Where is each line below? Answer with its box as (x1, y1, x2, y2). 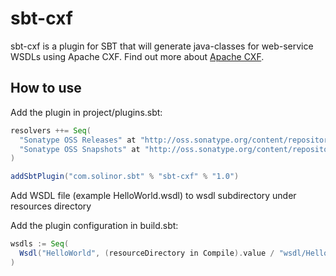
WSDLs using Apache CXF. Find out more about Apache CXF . (10, 50, 265, 62)
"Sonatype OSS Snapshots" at (19, 144, 141, 154)
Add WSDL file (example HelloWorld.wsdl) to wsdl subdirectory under (10, 190, 297, 202)
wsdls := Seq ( (10, 239, 70, 249)
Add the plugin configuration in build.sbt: (10, 220, 179, 232)
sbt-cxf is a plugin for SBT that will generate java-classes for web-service (10, 40, 314, 52)
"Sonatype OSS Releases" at (19, 135, 137, 145)
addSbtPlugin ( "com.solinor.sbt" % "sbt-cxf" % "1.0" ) (10, 172, 240, 182)
